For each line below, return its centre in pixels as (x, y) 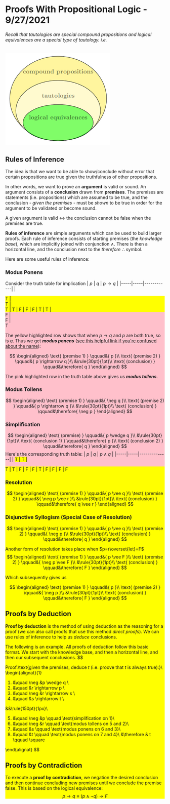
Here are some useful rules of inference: (47, 259)
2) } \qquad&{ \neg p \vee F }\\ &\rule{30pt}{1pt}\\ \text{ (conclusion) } (85, 562)
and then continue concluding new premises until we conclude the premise (83, 783)
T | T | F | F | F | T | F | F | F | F (37, 469)
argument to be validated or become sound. (51, 208)
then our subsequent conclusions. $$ (44, 657)
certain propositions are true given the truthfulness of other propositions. (81, 177)
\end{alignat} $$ (22, 749)
